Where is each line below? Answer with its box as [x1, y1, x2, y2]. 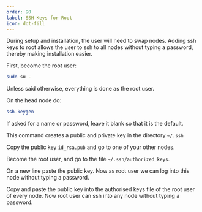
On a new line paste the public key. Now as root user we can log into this [6, 167, 190, 175]
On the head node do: [6, 97, 62, 104]
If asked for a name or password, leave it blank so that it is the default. [6, 120, 184, 127]
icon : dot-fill [6, 20, 45, 26]
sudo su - [6, 74, 32, 80]
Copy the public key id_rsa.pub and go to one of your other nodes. [6, 143, 175, 151]
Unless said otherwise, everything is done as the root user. [6, 85, 155, 93]
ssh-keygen [6, 108, 34, 115]
